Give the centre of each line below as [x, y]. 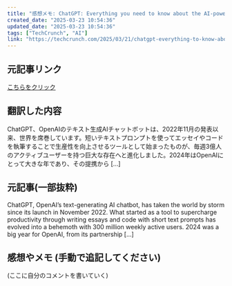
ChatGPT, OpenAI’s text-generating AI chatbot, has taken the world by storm [116, 204]
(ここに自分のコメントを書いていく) [58, 276]
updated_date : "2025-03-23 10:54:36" [61, 26]
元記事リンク [35, 69]
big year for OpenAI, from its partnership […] [71, 234]
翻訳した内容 [35, 111]
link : [15, 39]
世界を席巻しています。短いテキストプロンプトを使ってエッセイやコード [121, 137]
